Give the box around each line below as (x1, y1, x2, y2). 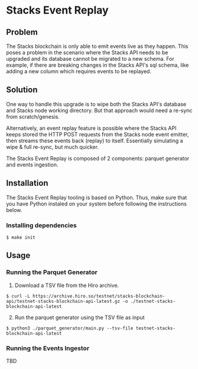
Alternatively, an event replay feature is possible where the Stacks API (6, 125, 177, 132)
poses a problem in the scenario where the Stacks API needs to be (6, 49, 168, 56)
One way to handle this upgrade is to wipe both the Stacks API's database (6, 100, 187, 107)
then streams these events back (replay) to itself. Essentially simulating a (6, 137, 183, 144)
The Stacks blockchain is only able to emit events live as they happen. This (6, 43, 189, 50)
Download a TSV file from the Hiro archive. (14, 282, 119, 289)
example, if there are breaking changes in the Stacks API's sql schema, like (6, 61, 189, 68)
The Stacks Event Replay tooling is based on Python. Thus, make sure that (6, 194, 187, 201)
